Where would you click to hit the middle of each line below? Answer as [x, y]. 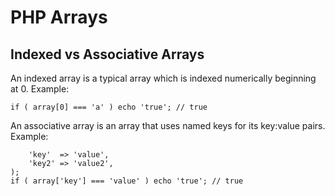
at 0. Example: [40, 89]
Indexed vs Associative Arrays [107, 54]
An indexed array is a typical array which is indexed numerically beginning [163, 78]
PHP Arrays [59, 17]
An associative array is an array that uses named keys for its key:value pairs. [168, 125]
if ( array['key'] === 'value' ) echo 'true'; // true [127, 181]
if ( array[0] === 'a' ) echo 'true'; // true [109, 107]
